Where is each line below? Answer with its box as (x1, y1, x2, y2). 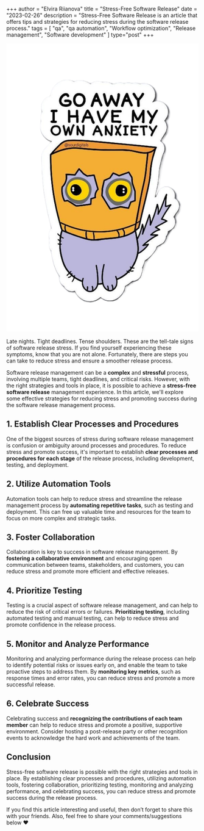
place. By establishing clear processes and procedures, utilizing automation (6, 774, 197, 782)
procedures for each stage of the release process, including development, (6, 455, 195, 462)
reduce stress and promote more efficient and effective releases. (6, 567, 169, 575)
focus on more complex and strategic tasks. (6, 514, 117, 522)
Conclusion (6, 752, 51, 762)
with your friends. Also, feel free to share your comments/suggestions (6, 812, 182, 819)
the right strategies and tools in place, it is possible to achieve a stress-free (6, 382, 197, 389)
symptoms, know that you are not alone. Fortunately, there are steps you (6, 351, 188, 358)
